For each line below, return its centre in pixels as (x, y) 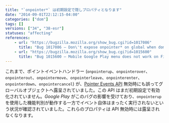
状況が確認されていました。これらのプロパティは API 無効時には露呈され (84, 109)
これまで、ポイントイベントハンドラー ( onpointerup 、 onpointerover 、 (78, 71)
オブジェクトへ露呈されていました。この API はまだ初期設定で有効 (91, 90)
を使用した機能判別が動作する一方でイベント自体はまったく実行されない (80, 103)
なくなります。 (21, 115)
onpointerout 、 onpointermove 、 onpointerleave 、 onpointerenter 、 (74, 78)
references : (18, 38)
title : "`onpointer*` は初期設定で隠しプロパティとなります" (64, 10)
